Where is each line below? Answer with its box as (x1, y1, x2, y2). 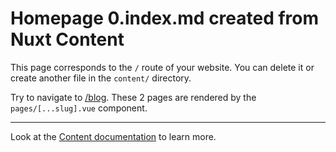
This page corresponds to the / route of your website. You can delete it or (10, 61, 315, 73)
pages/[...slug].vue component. (10, 102, 148, 114)
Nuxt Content (10, 28, 125, 51)
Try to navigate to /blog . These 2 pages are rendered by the (10, 91, 257, 103)
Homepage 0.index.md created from (10, 7, 320, 30)
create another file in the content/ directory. (10, 72, 192, 84)
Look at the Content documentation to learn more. (10, 130, 217, 142)
